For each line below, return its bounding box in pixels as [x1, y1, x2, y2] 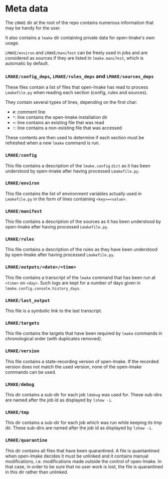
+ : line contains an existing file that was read [12, 120, 104, 126]
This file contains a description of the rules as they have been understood [5, 247, 158, 253]
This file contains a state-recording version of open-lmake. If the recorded [5, 358, 159, 364]
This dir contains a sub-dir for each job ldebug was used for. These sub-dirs [5, 391, 162, 397]
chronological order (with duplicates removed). [5, 336, 102, 342]
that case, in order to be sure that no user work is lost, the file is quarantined [5, 463, 163, 469]
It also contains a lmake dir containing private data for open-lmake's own [5, 35, 155, 41]
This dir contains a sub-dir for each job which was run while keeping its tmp [5, 419, 162, 426]
